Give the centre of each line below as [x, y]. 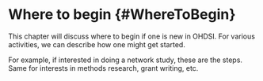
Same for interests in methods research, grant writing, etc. [103, 68]
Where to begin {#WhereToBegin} [122, 15]
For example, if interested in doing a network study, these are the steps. [126, 60]
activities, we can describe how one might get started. [97, 44]
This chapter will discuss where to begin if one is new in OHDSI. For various [132, 36]
